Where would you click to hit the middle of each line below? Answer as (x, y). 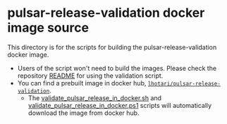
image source (48, 28)
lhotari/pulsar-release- (184, 83)
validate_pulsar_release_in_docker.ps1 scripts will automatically (120, 105)
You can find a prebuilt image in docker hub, (82, 83)
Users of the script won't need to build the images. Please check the (117, 68)
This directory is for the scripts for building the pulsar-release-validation (112, 47)
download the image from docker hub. (84, 113)
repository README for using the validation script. (90, 76)
